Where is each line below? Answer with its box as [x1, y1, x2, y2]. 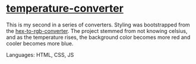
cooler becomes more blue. [6, 40, 74, 47]
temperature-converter [6, 2, 124, 15]
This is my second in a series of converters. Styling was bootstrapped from [6, 21, 190, 28]
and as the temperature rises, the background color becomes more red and [6, 33, 191, 41]
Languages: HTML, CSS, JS [6, 51, 74, 58]
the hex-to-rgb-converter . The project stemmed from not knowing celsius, [6, 27, 188, 34]
